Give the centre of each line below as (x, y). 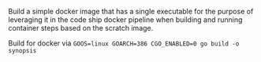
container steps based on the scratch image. (81, 28)
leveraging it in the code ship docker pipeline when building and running (125, 20)
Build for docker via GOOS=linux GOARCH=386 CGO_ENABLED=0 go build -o (124, 43)
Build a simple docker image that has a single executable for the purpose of (131, 11)
